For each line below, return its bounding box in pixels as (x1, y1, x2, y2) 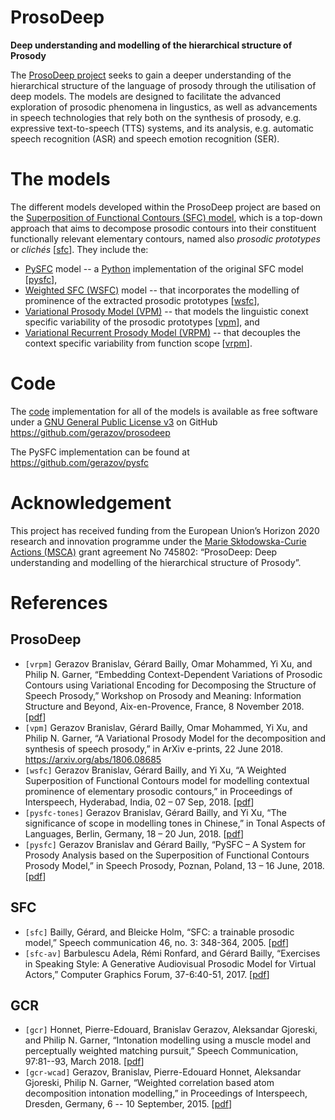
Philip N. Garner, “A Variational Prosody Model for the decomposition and (24, 732, 326, 744)
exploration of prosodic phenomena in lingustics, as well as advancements (10, 101, 318, 113)
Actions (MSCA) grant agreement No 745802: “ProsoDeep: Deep (10, 546, 278, 558)
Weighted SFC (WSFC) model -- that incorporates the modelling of (24, 284, 300, 296)
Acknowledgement (10, 492, 172, 514)
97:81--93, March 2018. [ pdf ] (24, 1056, 145, 1068)
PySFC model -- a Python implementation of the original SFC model (24, 262, 304, 275)
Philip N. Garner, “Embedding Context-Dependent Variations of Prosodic (24, 668, 323, 680)
